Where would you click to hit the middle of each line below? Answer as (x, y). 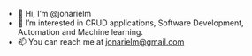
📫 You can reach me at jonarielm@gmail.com (101, 42)
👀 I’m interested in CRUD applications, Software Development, (131, 23)
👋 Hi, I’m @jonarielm (54, 14)
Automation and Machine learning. (80, 32)
